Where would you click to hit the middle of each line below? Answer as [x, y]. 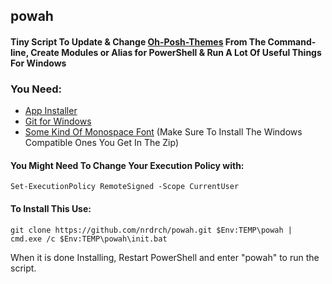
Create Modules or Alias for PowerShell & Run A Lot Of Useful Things [176, 52]
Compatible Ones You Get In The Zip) [102, 143]
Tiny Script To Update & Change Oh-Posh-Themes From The [138, 41]
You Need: [36, 89]
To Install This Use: [51, 209]
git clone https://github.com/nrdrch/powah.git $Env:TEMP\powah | [151, 230]
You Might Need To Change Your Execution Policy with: [127, 165]
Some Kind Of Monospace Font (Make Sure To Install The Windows [163, 132]
